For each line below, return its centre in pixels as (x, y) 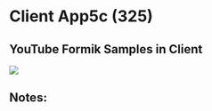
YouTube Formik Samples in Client (106, 49)
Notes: (28, 98)
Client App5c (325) (81, 16)
